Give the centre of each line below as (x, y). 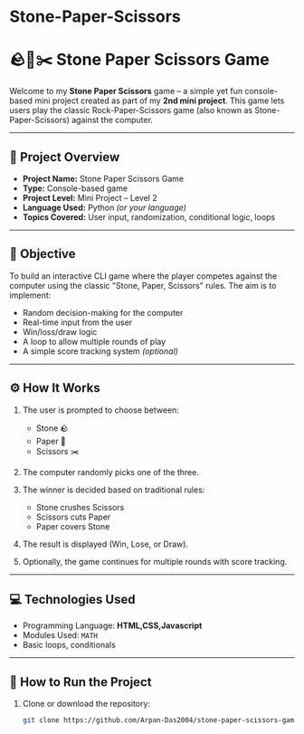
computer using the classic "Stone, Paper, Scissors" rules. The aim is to (143, 285)
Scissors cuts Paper (73, 517)
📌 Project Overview (65, 157)
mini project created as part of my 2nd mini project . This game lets (160, 100)
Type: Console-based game (75, 188)
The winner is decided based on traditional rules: (114, 490)
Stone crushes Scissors (80, 507)
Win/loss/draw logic (60, 331)
